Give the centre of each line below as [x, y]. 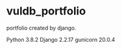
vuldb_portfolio [46, 11]
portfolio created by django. [41, 28]
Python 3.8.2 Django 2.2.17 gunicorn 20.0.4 [61, 39]
